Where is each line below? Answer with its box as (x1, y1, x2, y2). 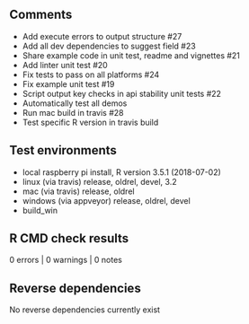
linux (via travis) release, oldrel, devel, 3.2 (22, 176, 177, 187)
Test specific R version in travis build (22, 117, 159, 127)
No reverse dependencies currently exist (9, 304, 160, 315)
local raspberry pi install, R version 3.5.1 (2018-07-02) (22, 166, 222, 178)
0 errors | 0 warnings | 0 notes (9, 255, 123, 266)
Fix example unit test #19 (22, 78, 115, 89)
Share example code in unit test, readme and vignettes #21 (22, 49, 241, 61)
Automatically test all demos (22, 98, 128, 109)
